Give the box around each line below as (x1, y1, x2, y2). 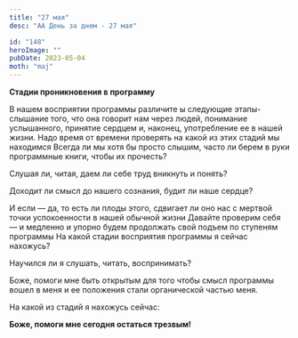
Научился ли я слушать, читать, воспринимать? (9, 258, 192, 268)
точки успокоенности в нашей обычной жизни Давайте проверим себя (9, 213, 281, 222)
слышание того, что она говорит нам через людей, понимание (9, 113, 248, 124)
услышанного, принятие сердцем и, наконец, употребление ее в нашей (9, 123, 283, 133)
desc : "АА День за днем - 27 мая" (9, 21, 138, 30)
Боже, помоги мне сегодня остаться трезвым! (9, 319, 192, 329)
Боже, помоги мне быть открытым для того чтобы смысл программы (9, 275, 274, 286)
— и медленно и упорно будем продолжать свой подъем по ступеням (9, 221, 278, 232)
